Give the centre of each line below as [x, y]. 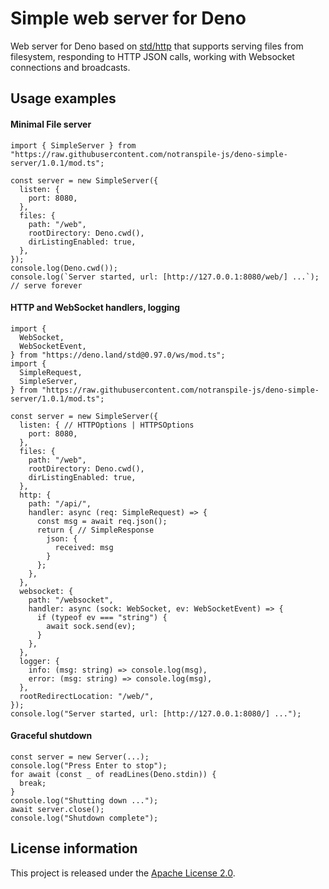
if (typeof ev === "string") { [102, 617]
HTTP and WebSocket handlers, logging [95, 308]
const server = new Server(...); [80, 757]
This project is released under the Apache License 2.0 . [123, 873]
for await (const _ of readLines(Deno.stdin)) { [113, 774]
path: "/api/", [60, 503]
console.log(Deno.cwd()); [64, 268]
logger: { [39, 661]
